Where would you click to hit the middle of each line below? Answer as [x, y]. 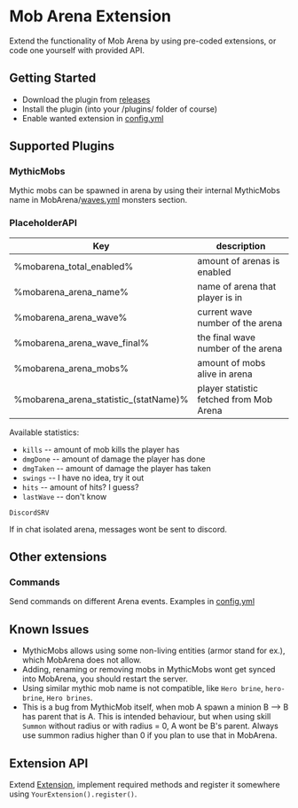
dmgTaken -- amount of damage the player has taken [116, 468]
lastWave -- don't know [64, 496]
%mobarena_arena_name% [71, 291]
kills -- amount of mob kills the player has [101, 449]
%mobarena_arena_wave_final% [81, 343]
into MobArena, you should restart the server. [105, 679]
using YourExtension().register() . [73, 794]
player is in [220, 297]
